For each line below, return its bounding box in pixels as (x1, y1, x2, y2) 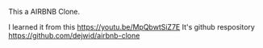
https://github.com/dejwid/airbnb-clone (8, 31, 140, 40)
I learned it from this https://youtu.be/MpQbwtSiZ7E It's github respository (8, 22, 256, 31)
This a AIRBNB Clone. (8, 7, 81, 16)
